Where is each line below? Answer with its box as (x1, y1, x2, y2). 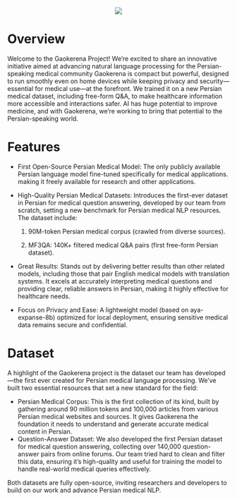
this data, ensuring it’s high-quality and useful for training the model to (17, 457, 222, 465)
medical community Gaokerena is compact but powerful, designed (35, 69, 229, 78)
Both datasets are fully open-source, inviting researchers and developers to (7, 478, 227, 487)
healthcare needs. (17, 292, 71, 300)
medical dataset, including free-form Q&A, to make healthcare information (7, 92, 223, 100)
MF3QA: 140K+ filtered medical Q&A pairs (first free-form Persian (28, 240, 219, 249)
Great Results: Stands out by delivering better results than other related (17, 262, 225, 270)
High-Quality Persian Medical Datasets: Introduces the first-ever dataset (17, 190, 228, 200)
